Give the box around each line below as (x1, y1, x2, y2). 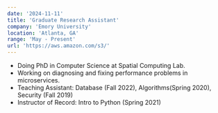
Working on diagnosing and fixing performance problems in (17, 69, 188, 77)
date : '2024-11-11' (7, 10, 64, 17)
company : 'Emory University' (7, 23, 92, 30)
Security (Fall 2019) (17, 91, 74, 99)
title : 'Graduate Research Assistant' (7, 17, 119, 24)
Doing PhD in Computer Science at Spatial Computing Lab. (17, 62, 185, 69)
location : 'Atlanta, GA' (7, 29, 79, 37)
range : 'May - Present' (7, 36, 76, 43)
